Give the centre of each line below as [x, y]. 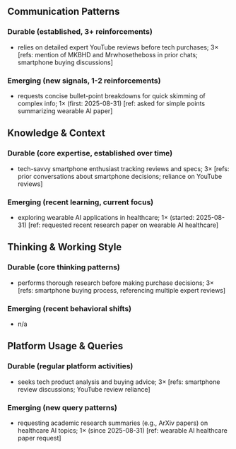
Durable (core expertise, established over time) [90, 153]
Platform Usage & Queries [65, 346]
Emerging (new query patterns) [63, 407]
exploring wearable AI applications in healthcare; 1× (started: [106, 217]
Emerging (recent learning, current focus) [81, 202]
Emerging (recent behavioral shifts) [70, 308]
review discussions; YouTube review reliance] [84, 389]
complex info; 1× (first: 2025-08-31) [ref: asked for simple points [111, 103]
